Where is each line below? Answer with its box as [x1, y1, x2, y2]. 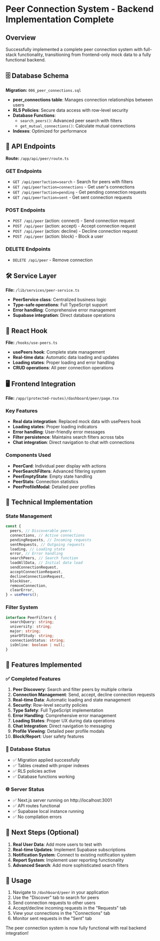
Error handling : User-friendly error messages [12, 429, 105, 435]
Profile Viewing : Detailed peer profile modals [12, 728, 105, 734]
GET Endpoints [5, 167, 42, 174]
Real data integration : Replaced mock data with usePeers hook [12, 418, 141, 424]
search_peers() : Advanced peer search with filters [20, 117, 122, 123]
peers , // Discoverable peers [10, 528, 72, 533]
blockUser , [10, 579, 32, 583]
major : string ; [10, 629, 41, 634]
